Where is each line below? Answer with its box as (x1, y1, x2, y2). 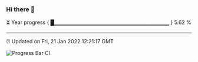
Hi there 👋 (6, 5, 35, 13)
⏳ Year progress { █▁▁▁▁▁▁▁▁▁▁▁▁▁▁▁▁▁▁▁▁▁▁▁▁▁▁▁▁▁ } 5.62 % (6, 19, 192, 26)
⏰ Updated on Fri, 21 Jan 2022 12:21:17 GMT (6, 38, 114, 45)
